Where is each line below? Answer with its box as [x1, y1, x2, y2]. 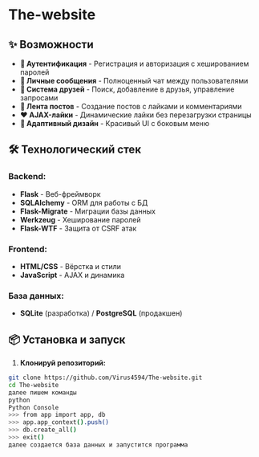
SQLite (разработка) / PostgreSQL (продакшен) [19, 308, 183, 318]
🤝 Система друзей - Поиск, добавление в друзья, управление [19, 84, 235, 94]
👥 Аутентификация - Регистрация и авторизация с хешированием [19, 59, 249, 68]
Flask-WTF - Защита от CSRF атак [19, 223, 137, 233]
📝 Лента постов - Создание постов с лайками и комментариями [19, 102, 242, 111]
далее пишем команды [8, 388, 78, 397]
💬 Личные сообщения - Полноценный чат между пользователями [19, 76, 249, 85]
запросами [19, 93, 59, 102]
